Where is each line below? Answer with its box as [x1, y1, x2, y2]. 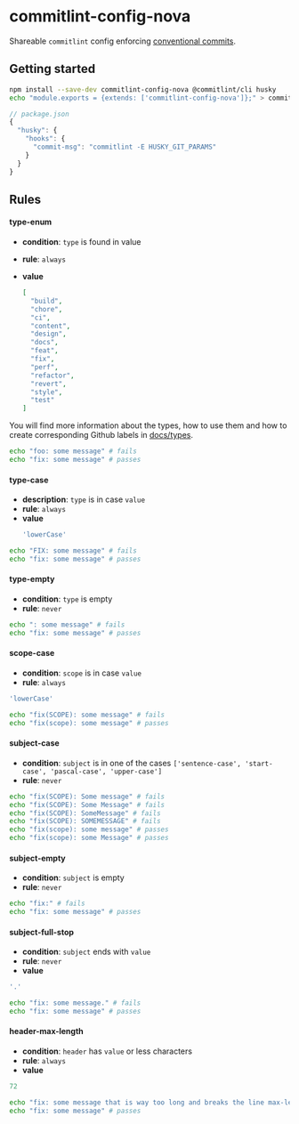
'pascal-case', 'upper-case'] [50, 767, 163, 776]
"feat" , [30, 346, 60, 355]
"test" [30, 396, 55, 405]
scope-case [9, 648, 55, 659]
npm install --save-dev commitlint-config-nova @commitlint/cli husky [9, 85, 277, 94]
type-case [9, 474, 49, 485]
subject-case [9, 738, 60, 748]
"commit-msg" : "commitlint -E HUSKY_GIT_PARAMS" [32, 142, 217, 151]
